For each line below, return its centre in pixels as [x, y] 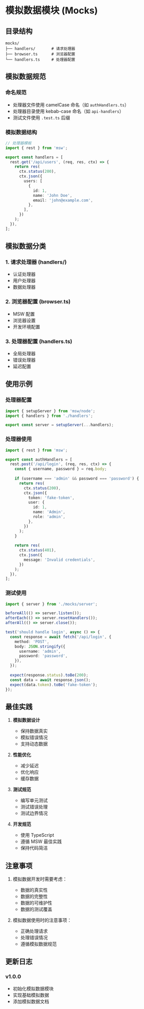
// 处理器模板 [19, 143]
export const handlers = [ [34, 157]
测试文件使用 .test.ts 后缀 [41, 117]
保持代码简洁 [34, 848]
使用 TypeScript [37, 835]
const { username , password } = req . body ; [61, 469]
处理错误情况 [34, 938]
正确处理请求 [34, 931]
